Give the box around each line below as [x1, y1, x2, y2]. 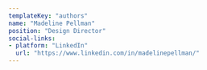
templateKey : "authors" [8, 11, 89, 20]
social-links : [8, 34, 56, 43]
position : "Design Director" [8, 27, 106, 35]
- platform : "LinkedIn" [8, 42, 89, 50]
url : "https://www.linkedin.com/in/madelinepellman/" [15, 49, 200, 57]
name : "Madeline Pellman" [8, 19, 95, 27]
